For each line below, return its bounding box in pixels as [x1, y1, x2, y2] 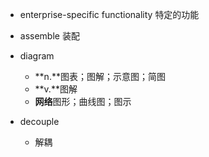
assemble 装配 [19, 30, 80, 42]
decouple [19, 116, 60, 127]
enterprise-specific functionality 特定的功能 [19, 9, 200, 20]
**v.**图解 [34, 83, 78, 95]
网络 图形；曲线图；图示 [34, 96, 132, 107]
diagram [19, 50, 55, 62]
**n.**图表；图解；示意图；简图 [34, 71, 166, 82]
